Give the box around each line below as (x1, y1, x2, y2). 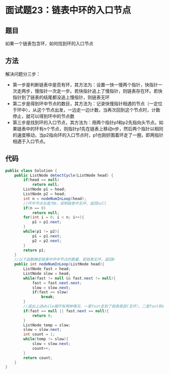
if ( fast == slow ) (32, 290, 69, 295)
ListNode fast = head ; (23, 266, 71, 271)
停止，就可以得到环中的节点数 (12, 113, 74, 119)
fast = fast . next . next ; (32, 280, 82, 285)
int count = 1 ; (23, 332, 55, 337)
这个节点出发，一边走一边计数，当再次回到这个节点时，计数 (37, 107, 160, 113)
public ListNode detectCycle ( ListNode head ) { (14, 173, 114, 178)
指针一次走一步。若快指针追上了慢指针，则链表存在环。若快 (39, 88, 162, 94)
